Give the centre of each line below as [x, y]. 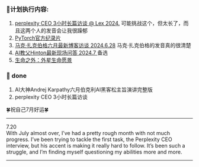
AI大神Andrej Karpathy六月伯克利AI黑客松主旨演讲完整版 [84, 89]
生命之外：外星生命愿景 [43, 60]
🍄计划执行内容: [28, 9]
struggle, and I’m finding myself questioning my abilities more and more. [94, 152]
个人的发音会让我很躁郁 [59, 31]
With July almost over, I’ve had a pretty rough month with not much [88, 133]
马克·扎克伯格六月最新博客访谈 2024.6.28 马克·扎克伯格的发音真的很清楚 [103, 45]
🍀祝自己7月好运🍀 [28, 109]
